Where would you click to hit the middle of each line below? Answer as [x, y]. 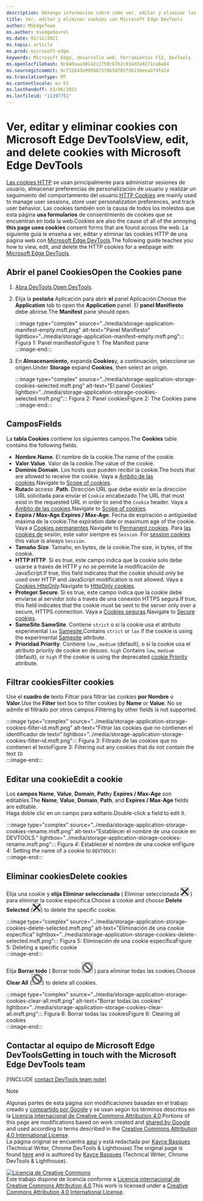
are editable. [22, 807]
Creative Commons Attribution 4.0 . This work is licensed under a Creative [97, 1185]
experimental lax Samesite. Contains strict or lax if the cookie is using [104, 631]
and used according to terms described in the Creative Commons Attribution [102, 1128]
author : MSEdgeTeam [31, 25]
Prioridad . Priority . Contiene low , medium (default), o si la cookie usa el [103, 644]
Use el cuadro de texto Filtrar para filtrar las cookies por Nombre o [90, 697]
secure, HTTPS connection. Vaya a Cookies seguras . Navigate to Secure [105, 611]
